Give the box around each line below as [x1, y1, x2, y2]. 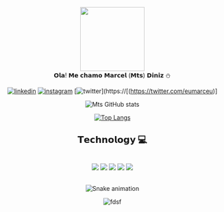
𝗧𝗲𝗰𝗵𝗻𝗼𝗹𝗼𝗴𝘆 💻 [77, 134, 148, 146]
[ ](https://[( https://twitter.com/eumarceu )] [74, 87, 218, 95]
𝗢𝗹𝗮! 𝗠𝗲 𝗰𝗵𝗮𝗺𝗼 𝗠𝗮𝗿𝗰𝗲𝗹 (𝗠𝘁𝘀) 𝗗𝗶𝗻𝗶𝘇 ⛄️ [53, 71, 171, 79]
